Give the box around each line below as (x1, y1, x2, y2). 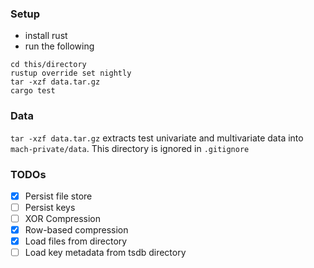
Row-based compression (24, 224, 129, 236)
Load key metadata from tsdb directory (24, 247, 187, 259)
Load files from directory (24, 235, 128, 247)
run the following (24, 40, 95, 52)
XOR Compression (24, 213, 101, 225)
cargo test (10, 86, 56, 96)
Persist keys (24, 201, 76, 213)
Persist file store (24, 190, 93, 202)
